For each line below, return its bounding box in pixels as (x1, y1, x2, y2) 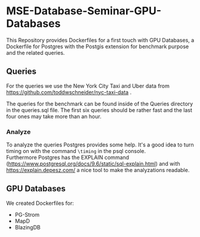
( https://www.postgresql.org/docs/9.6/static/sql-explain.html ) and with (6, 160, 180, 167)
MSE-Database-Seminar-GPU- (6, 4, 162, 18)
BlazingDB (14, 223, 41, 230)
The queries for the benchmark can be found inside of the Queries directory (6, 100, 193, 107)
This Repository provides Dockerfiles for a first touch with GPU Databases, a (6, 36, 195, 43)
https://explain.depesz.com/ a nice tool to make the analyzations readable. (6, 167, 190, 174)
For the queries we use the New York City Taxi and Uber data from (6, 82, 170, 89)
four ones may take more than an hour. (6, 113, 101, 120)
